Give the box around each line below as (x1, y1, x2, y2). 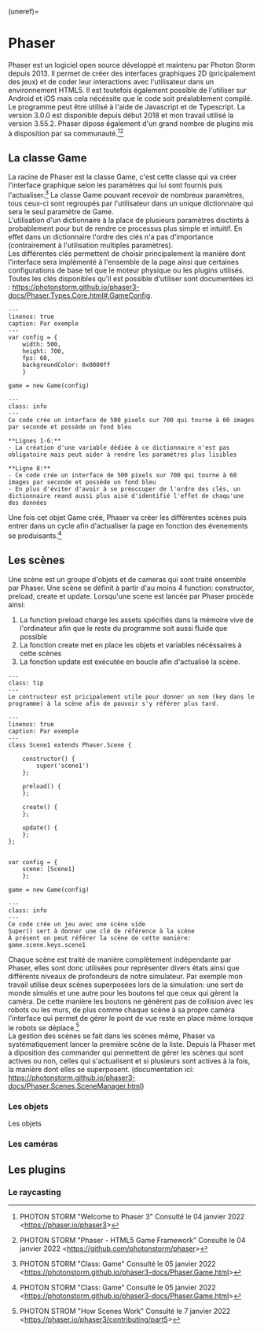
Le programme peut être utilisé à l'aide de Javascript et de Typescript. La (8, 102, 246, 111)
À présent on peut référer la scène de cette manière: (8, 933, 192, 942)
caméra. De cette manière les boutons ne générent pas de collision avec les (8, 996, 254, 1006)
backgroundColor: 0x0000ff (22, 362, 111, 369)
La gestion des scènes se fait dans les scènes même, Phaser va (8, 1031, 215, 1041)
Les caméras (8, 1138, 59, 1149)
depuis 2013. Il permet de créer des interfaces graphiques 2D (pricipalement (8, 69, 256, 78)
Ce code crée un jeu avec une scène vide (8, 920, 146, 928)
